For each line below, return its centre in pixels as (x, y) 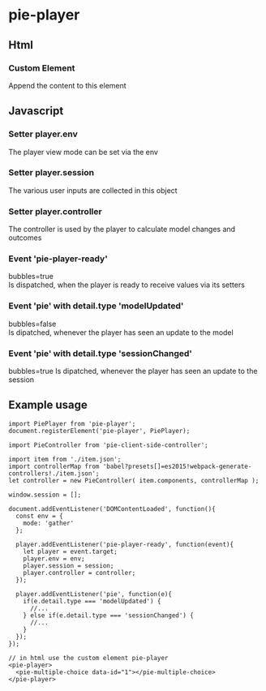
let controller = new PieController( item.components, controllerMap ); (134, 480)
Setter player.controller (56, 211)
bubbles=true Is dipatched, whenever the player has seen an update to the (133, 371)
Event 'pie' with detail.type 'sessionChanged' (101, 353)
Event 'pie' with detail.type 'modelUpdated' (96, 306)
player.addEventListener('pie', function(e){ (94, 594)
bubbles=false (32, 324)
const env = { (39, 516)
